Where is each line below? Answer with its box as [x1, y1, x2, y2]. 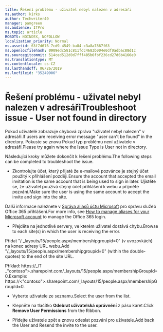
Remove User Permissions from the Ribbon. [12, 308, 101, 313]
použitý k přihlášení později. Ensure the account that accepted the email [12, 173, 156, 179]
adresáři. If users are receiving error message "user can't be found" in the [5, 134, 152, 139]
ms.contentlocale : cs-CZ [5, 61, 55, 66]
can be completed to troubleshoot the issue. [5, 158, 94, 164]
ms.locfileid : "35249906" [5, 71, 57, 76]
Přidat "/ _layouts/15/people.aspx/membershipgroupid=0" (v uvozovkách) [5, 237, 153, 244]
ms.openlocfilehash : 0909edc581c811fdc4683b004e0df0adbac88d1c [5, 48, 136, 53]
